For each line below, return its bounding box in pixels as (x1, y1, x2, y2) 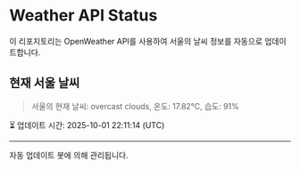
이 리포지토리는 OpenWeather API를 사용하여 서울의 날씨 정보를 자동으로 (9, 36, 263, 46)
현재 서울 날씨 (9, 76, 80, 91)
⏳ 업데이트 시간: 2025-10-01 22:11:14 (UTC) (9, 119, 165, 130)
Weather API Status (9, 5, 158, 26)
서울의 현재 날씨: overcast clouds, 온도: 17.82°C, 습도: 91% (30, 101, 239, 111)
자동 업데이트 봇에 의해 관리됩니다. (9, 149, 129, 160)
